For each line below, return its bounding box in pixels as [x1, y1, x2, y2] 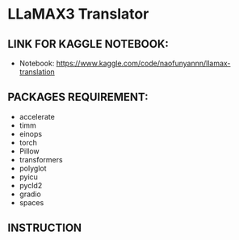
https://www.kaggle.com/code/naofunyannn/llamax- [56, 58, 231, 68]
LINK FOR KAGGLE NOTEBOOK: [7, 37, 169, 51]
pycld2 [19, 180, 43, 190]
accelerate [19, 112, 56, 121]
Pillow [19, 146, 40, 156]
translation [19, 67, 56, 77]
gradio [19, 189, 41, 199]
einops [19, 128, 42, 138]
